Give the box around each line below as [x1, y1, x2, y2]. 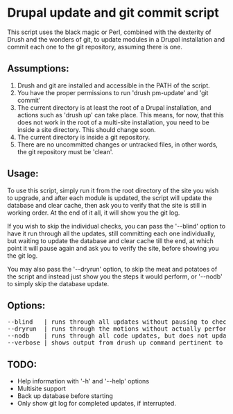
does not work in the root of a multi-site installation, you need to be [17, 118, 209, 126]
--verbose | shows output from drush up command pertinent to [7, 339, 223, 347]
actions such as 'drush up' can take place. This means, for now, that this [17, 110, 224, 119]
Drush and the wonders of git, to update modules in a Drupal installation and [7, 35, 225, 43]
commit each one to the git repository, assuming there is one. [7, 42, 182, 51]
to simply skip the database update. [7, 279, 110, 288]
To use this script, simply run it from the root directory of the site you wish [7, 186, 219, 194]
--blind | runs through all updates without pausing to [7, 318, 209, 326]
